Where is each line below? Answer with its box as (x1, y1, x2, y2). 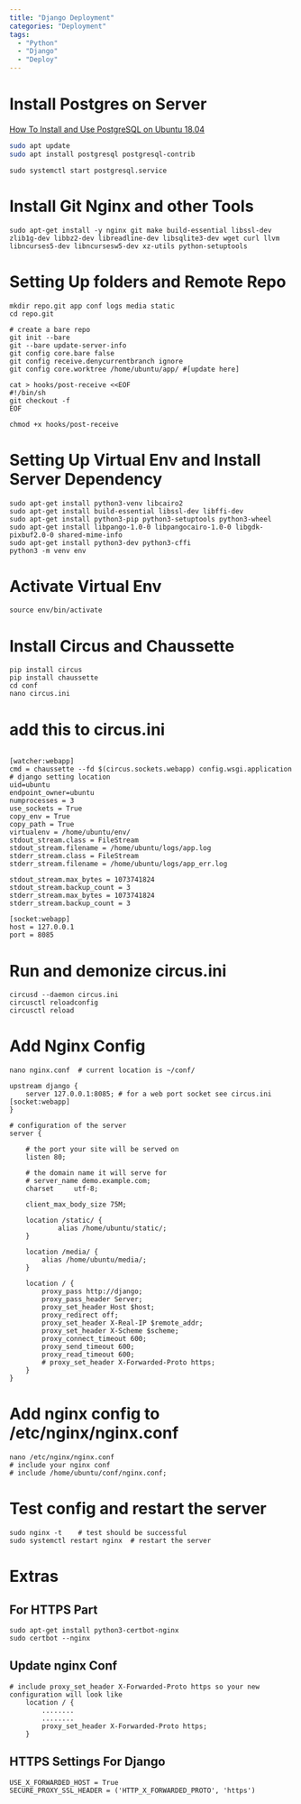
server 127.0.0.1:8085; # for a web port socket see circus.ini (25, 1089, 272, 1099)
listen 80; (25, 1152, 67, 1162)
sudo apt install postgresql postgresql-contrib (9, 150, 196, 159)
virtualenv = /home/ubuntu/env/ (9, 828, 131, 837)
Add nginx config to (9, 1404, 160, 1424)
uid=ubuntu (9, 781, 50, 790)
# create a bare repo (9, 325, 91, 334)
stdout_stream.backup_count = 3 (9, 883, 131, 893)
